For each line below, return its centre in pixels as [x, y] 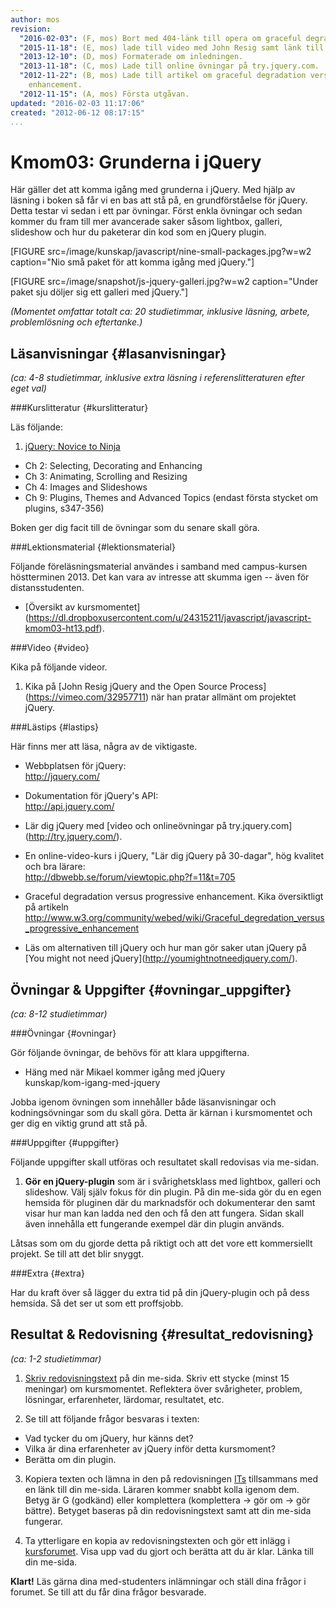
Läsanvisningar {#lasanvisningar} [118, 353]
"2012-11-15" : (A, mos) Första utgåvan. [104, 94]
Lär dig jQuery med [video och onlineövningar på [126, 826]
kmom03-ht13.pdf [62, 628]
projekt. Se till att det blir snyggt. [77, 1253]
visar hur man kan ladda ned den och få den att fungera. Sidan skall [164, 1213]
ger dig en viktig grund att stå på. [79, 1123]
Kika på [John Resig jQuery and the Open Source [126, 687]
